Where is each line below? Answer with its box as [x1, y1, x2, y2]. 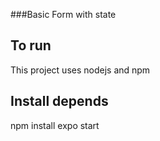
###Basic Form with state [10, 9, 117, 20]
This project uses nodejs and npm [10, 64, 151, 76]
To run [10, 37, 52, 54]
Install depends [10, 93, 109, 110]
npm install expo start [10, 119, 100, 131]
